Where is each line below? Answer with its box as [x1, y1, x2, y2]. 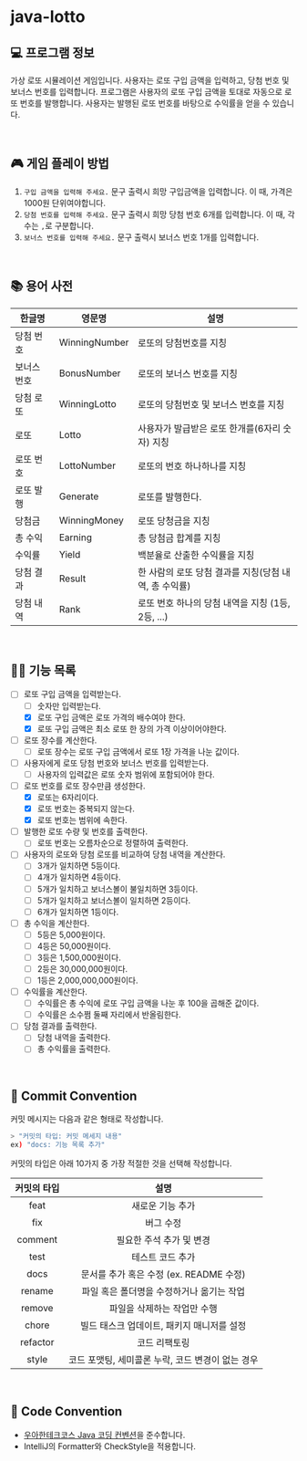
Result [58, 572, 87, 585]
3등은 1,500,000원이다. [36, 952, 121, 963]
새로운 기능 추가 [131, 1200, 196, 1212]
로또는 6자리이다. [36, 792, 99, 802]
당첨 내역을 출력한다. [36, 1032, 111, 1043]
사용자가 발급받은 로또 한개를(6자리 [137, 422, 281, 434]
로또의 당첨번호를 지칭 [137, 336, 227, 349]
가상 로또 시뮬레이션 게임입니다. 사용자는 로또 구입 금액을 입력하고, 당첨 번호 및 [10, 75, 290, 86]
